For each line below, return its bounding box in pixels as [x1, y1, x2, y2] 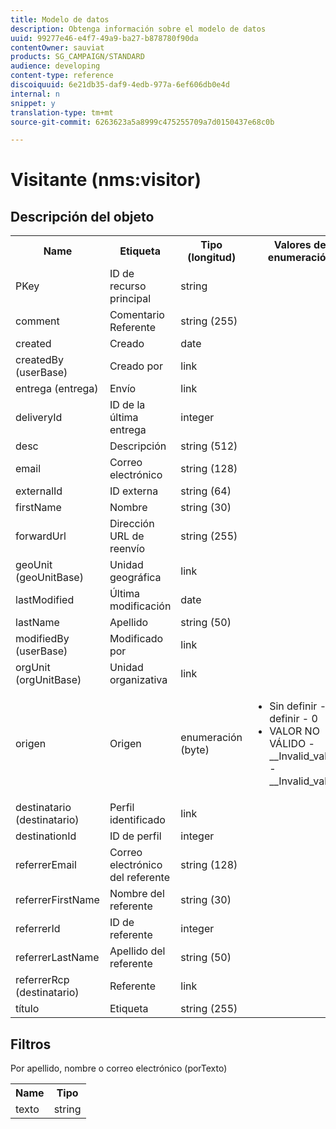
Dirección [109, 517, 155, 531]
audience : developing [10, 61, 101, 71]
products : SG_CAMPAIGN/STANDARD [10, 52, 145, 62]
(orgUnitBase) [15, 673, 82, 687]
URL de [109, 529, 145, 543]
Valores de [273, 238, 327, 252]
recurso [109, 279, 147, 293]
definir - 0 [269, 712, 318, 726]
